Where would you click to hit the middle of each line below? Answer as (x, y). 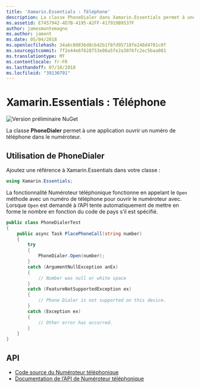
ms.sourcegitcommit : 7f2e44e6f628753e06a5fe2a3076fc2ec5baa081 (86, 51)
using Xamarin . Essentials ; (40, 181)
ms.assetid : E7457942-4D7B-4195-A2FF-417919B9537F (70, 23)
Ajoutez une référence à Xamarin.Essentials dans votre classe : (83, 170)
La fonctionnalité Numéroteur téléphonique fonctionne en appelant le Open (97, 193)
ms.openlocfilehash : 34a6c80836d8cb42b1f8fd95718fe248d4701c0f (86, 45)
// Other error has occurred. (75, 323)
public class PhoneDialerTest (44, 222)
